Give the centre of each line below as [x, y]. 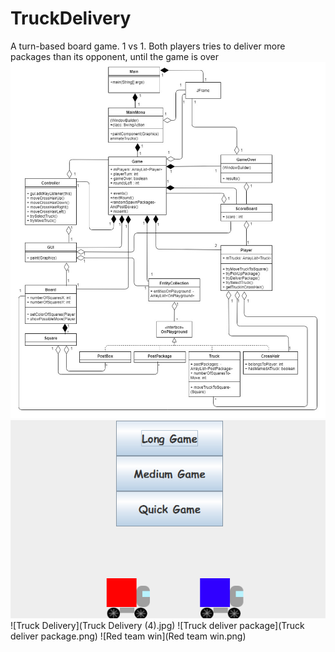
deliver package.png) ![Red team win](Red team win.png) [128, 636]
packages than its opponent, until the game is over [114, 56]
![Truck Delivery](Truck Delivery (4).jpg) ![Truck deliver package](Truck [157, 625]
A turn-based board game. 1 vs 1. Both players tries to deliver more [148, 46]
